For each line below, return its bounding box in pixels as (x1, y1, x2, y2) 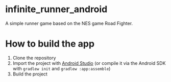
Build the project (12, 71, 47, 77)
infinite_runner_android (5, 4, 108, 15)
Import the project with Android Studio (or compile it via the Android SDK (12, 60, 166, 66)
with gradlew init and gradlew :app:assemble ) (12, 65, 111, 71)
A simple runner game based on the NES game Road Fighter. (5, 20, 133, 26)
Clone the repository (12, 55, 56, 61)
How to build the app (5, 38, 95, 50)
